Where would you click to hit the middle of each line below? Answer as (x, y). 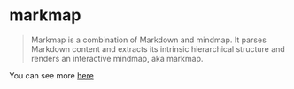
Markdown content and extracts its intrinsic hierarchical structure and (158, 48)
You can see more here (52, 75)
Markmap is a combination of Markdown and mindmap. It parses (149, 40)
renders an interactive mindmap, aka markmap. (117, 58)
